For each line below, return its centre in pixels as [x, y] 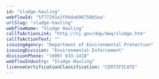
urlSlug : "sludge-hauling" [40, 23]
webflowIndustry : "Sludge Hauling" [51, 61]
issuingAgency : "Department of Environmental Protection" [80, 45]
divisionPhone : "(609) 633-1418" [48, 56]
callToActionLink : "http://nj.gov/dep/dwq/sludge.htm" [76, 34]
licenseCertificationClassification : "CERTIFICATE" [72, 67]
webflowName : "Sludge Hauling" [45, 28]
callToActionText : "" [33, 39]
